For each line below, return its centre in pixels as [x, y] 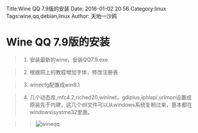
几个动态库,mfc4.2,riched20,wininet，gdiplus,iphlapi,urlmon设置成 [111, 97]
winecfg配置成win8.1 [55, 85]
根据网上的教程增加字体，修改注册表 [74, 72]
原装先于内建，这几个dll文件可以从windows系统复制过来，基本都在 [111, 105]
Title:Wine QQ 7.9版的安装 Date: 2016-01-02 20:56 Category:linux [86, 9]
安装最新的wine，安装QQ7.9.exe [69, 59]
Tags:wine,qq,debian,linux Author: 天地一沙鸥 [62, 16]
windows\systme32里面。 [61, 112]
